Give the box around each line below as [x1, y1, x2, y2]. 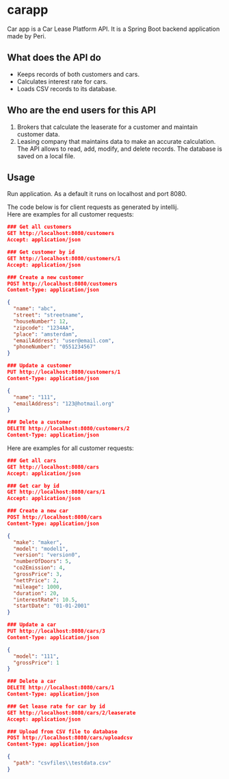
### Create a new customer [7, 273, 84, 281]
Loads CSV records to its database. [16, 84, 118, 92]
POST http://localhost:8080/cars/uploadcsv [7, 734, 133, 741]
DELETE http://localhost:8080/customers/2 [7, 425, 130, 432]
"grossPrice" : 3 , [13, 571, 63, 578]
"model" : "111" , [13, 653, 59, 660]
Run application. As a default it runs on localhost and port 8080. [7, 190, 187, 198]
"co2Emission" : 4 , [13, 565, 66, 571]
